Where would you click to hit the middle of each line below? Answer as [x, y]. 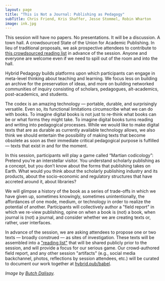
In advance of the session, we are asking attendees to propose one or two [81, 232]
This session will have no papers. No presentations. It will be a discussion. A [83, 38]
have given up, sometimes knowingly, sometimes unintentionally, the [75, 197]
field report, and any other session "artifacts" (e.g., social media [70, 253]
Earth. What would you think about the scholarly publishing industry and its [82, 171]
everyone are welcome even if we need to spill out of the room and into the [82, 59]
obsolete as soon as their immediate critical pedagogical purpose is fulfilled [82, 141]
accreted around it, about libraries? [41, 182]
